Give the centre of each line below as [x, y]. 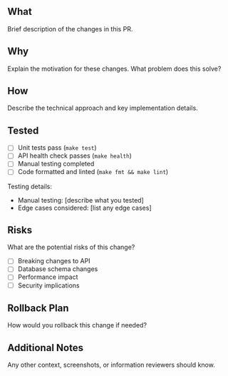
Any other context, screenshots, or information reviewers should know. [111, 365]
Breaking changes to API [54, 261]
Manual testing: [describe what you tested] [81, 200]
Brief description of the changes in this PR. [70, 29]
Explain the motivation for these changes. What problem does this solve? [114, 68]
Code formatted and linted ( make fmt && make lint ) [93, 172]
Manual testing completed [56, 164]
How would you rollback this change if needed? [77, 325]
